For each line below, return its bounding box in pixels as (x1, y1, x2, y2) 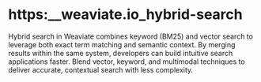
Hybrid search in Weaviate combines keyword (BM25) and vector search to (8, 32, 253, 41)
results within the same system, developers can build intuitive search (8, 48, 233, 58)
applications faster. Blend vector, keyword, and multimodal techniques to (8, 57, 245, 66)
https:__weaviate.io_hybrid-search (8, 6, 243, 24)
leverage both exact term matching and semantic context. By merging (8, 39, 236, 49)
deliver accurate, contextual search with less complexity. (8, 65, 194, 74)
